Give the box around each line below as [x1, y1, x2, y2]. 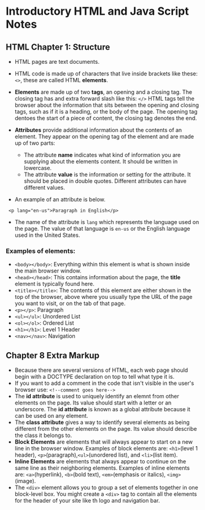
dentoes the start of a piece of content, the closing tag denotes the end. [14, 115, 197, 122]
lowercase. [23, 164, 52, 171]
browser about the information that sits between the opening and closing [14, 101, 199, 109]
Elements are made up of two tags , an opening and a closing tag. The [14, 88, 193, 96]
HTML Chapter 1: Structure [6, 42, 110, 52]
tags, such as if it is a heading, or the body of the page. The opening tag [14, 108, 198, 115]
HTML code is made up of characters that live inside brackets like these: [14, 70, 198, 77]
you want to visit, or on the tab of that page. [14, 299, 126, 307]
